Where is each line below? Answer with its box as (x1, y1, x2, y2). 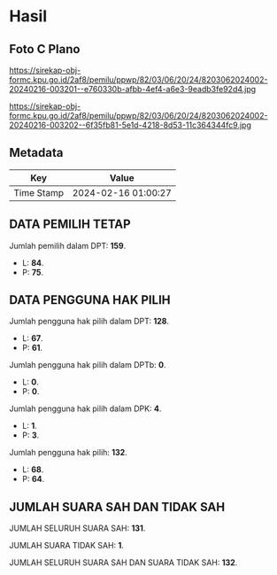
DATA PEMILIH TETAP (9, 217, 131, 232)
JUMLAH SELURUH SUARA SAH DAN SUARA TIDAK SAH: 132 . (9, 557, 238, 568)
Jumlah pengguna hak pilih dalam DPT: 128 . (9, 316, 170, 327)
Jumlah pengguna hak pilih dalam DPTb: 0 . (9, 360, 166, 370)
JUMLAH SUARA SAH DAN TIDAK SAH (9, 499, 226, 515)
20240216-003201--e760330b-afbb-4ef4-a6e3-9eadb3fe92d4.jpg (9, 84, 257, 94)
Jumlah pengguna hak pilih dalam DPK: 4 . (9, 403, 162, 414)
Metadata (9, 145, 64, 160)
